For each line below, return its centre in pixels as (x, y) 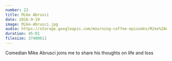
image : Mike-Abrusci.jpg (32, 24)
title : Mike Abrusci (27, 15)
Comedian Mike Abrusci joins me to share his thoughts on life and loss (79, 53)
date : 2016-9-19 (23, 19)
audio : (12, 29)
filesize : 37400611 (26, 39)
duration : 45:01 (23, 34)
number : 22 (17, 10)
